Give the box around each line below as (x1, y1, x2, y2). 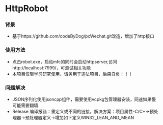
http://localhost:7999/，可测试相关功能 (12, 64, 91, 71)
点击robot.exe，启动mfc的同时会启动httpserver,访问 (12, 59, 117, 64)
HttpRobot (5, 3, 48, 14)
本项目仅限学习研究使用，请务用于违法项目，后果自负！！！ (12, 71, 133, 77)
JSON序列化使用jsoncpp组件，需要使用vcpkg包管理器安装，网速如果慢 (12, 96, 156, 103)
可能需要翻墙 (12, 103, 38, 108)
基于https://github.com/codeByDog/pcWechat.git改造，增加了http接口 (12, 33, 155, 39)
